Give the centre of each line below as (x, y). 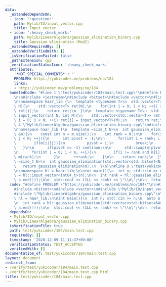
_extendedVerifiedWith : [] (37, 51)
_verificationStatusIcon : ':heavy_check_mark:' (60, 65)
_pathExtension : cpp (31, 60)
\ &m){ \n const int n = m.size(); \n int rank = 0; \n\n (78, 134)
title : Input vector (35, 28)
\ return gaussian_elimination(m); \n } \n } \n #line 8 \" (75, 166)
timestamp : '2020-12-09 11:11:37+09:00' (52, 240)
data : (11, 10)
